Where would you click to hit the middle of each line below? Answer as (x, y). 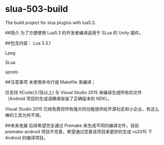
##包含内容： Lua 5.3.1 (28, 43)
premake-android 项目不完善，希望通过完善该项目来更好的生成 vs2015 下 (79, 131)
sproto (12, 72)
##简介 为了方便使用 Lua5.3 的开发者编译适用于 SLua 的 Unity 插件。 (74, 32)
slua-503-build (37, 9)
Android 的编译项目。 (26, 138)
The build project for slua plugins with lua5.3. (50, 23)
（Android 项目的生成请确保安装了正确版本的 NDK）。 (59, 98)
